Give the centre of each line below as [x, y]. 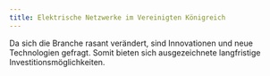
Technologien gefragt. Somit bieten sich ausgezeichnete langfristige [135, 52]
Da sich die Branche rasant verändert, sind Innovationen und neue [131, 43]
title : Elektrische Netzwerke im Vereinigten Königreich [118, 17]
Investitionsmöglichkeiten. [57, 62]
